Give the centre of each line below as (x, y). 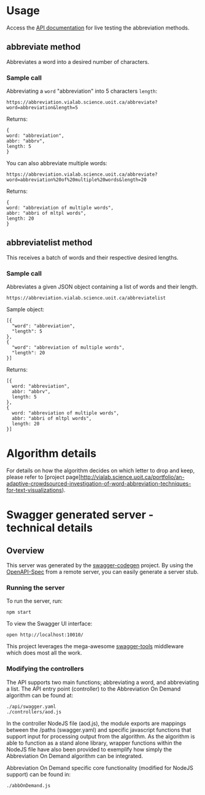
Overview (25, 550)
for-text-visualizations (34, 490)
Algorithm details (52, 453)
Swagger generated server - (80, 515)
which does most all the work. (44, 653)
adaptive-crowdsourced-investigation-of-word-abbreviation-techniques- (99, 484)
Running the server (36, 588)
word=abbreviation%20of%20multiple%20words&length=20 (77, 180)
